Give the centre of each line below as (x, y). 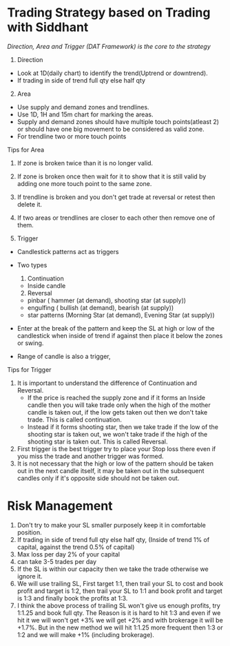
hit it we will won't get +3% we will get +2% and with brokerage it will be (120, 620)
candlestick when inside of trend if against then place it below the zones (120, 335)
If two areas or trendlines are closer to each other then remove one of (116, 218)
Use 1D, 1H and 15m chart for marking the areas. (85, 114)
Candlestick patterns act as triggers (68, 251)
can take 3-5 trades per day (57, 561)
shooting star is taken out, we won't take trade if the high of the (117, 434)
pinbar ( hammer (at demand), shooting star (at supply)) (107, 300)
